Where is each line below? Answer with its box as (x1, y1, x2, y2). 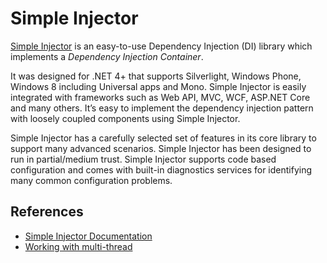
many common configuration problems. (10, 174, 173, 186)
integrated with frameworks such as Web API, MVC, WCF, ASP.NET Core (10, 91, 311, 103)
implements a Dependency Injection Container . (10, 50, 204, 62)
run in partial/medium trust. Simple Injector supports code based (10, 153, 277, 165)
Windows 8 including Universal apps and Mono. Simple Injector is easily (10, 80, 307, 92)
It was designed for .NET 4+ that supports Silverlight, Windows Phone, (10, 70, 302, 82)
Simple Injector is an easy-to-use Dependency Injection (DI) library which (10, 40, 313, 52)
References (10, 203, 84, 221)
